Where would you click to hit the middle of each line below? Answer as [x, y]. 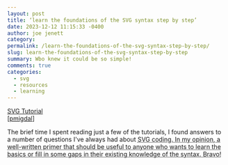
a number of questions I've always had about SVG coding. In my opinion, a [114, 139]
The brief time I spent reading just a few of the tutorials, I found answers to [114, 132]
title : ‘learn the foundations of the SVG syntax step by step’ [102, 20]
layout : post [26, 14]
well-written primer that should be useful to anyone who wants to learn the [114, 147]
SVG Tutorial [25, 111]
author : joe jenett [35, 33]
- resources [31, 85]
